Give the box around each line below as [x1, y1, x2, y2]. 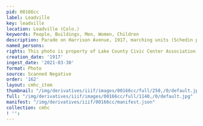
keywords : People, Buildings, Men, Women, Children [6, 31, 139, 38]
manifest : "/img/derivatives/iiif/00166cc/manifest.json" [6, 99, 155, 105]
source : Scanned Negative [6, 71, 71, 77]
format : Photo [6, 65, 42, 71]
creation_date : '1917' [6, 54, 63, 60]
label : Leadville [6, 15, 50, 21]
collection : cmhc [6, 104, 50, 111]
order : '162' [6, 76, 39, 82]
